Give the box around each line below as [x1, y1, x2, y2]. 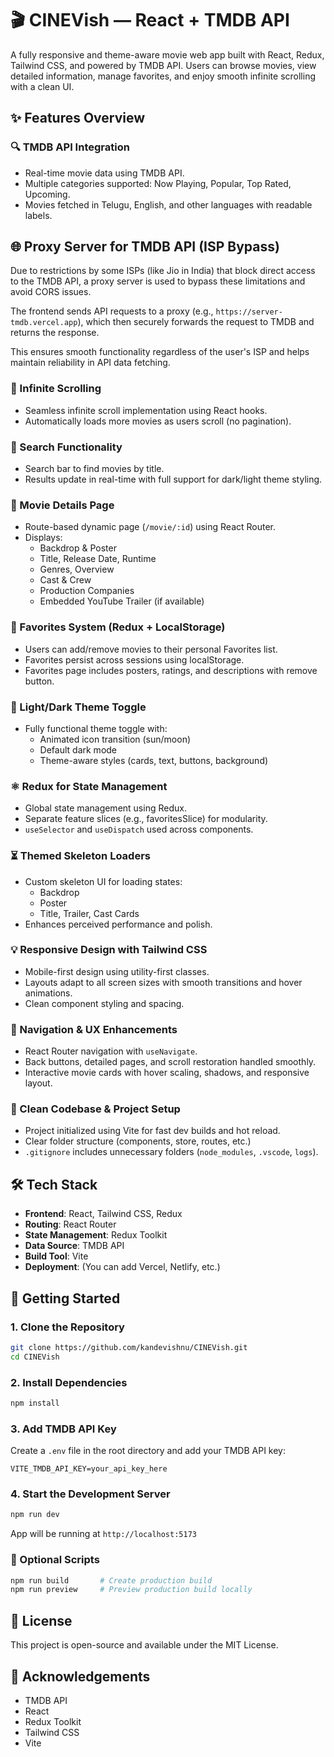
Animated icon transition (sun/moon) [39, 733, 192, 745]
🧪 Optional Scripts [10, 1553, 100, 1567]
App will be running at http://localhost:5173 [10, 1528, 197, 1540]
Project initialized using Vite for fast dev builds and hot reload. [24, 1125, 281, 1137]
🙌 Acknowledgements [10, 1668, 151, 1685]
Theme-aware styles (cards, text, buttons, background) [39, 754, 269, 766]
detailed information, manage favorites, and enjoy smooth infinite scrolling [10, 70, 316, 82]
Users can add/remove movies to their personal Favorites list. [24, 643, 278, 655]
